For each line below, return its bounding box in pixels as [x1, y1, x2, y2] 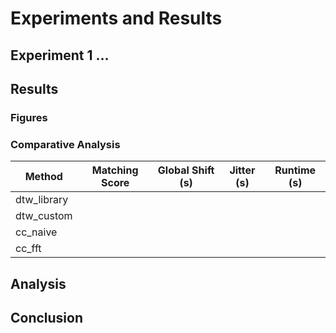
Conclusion [10, 309, 84, 326]
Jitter [229, 163, 256, 177]
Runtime [274, 163, 317, 177]
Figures [10, 110, 48, 124]
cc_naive [15, 225, 58, 239]
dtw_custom [15, 209, 73, 223]
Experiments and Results [10, 7, 223, 30]
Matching [91, 163, 139, 177]
